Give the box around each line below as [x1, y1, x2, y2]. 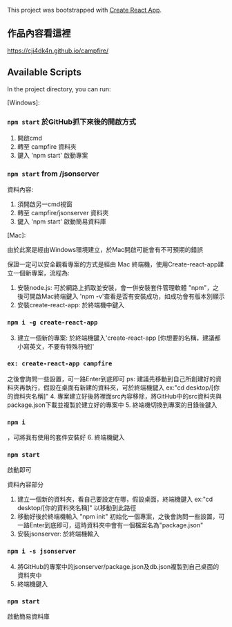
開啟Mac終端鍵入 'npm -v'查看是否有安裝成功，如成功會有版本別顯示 [29, 292, 225, 300]
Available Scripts [7, 66, 81, 78]
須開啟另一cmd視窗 [17, 200, 72, 208]
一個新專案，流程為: [12, 269, 70, 278]
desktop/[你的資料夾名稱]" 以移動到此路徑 [17, 504, 137, 512]
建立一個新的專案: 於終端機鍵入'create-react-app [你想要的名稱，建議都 [17, 334, 221, 342]
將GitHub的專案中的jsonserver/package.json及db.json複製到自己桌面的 [17, 562, 220, 570]
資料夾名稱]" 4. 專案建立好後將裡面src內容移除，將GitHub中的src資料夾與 [12, 392, 222, 400]
